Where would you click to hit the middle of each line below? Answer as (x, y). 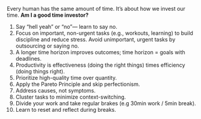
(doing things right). (40, 71)
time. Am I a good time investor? (48, 15)
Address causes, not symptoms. (55, 90)
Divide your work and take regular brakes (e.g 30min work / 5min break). (106, 103)
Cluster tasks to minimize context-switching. (71, 97)
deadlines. (28, 59)
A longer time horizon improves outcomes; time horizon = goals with (100, 52)
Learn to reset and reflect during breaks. (66, 110)
